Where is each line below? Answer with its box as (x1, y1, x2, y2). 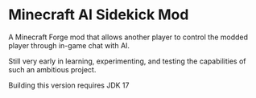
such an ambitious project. (8, 64, 97, 74)
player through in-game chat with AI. (8, 40, 130, 50)
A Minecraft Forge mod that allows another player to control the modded (8, 32, 248, 42)
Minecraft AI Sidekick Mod (8, 6, 189, 24)
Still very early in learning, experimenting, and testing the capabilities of (8, 56, 246, 66)
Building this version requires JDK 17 (8, 80, 130, 90)
